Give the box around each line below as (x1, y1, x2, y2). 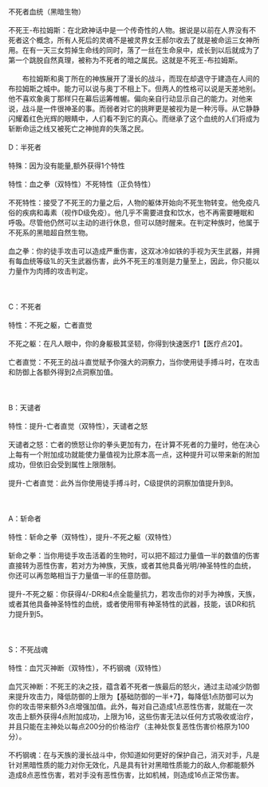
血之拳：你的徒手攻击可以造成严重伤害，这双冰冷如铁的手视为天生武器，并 (8, 246, 253, 256)
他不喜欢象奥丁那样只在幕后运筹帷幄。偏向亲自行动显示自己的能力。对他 (8, 94, 246, 103)
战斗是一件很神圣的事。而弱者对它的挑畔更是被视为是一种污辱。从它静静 (22, 104, 260, 113)
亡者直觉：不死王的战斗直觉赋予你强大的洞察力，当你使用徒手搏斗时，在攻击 (8, 358, 260, 366)
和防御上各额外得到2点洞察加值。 (8, 367, 118, 377)
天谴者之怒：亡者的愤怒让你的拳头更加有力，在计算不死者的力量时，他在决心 (8, 440, 260, 449)
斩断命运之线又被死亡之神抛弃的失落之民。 (8, 124, 148, 133)
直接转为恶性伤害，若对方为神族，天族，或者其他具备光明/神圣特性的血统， (8, 561, 256, 570)
